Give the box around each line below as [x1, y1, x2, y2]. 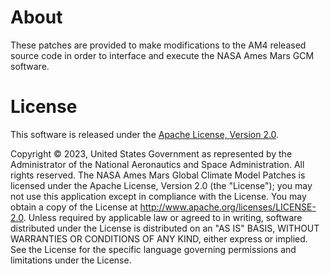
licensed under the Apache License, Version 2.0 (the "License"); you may [10, 179, 313, 191]
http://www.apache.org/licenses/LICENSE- [139, 201, 317, 213]
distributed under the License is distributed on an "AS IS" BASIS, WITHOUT [10, 222, 320, 234]
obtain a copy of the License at [10, 201, 138, 213]
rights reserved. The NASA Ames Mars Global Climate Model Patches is [10, 169, 306, 181]
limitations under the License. [10, 254, 132, 266]
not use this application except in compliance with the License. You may [10, 190, 307, 202]
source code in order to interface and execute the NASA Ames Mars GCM [10, 49, 315, 61]
